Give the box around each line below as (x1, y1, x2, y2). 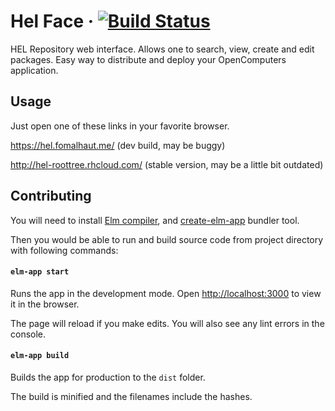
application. (10, 64, 59, 76)
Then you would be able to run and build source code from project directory (10, 233, 324, 245)
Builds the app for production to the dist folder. (10, 371, 206, 383)
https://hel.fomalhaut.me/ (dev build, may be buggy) (10, 139, 226, 151)
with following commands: (10, 244, 119, 256)
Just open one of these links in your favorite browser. (10, 120, 230, 132)
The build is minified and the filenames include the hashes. (10, 390, 253, 402)
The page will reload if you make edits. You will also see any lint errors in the (10, 317, 325, 329)
